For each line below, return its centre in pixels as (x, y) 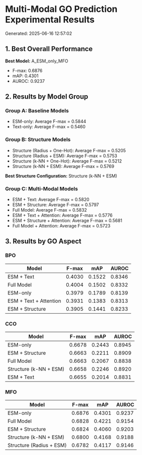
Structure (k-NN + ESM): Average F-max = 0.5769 (63, 166)
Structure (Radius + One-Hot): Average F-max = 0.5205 (69, 150)
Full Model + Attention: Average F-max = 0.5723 (61, 226)
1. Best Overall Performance (49, 49)
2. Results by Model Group (47, 97)
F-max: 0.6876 (27, 70)
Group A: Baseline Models (37, 111)
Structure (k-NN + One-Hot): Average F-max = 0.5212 (67, 161)
